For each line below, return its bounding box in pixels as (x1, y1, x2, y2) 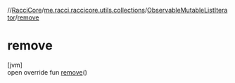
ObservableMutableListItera (146, 6, 228, 14)
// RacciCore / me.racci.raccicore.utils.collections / (7, 6, 148, 14)
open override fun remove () (7, 68, 88, 76)
